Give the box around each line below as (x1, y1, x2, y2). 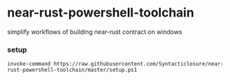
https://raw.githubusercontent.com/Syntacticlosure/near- (53, 61, 224, 68)
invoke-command (7, 61, 51, 68)
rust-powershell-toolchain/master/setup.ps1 (7, 67, 137, 74)
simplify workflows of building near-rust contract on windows (7, 28, 182, 36)
